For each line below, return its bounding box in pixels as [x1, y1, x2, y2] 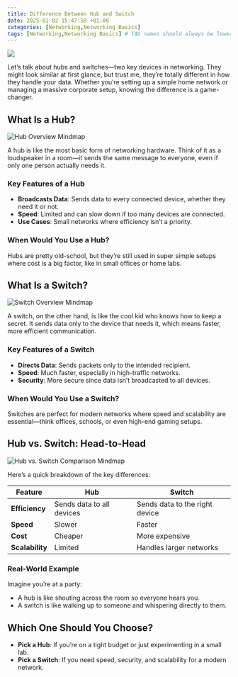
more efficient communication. [7, 327, 97, 335]
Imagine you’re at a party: [7, 580, 83, 588]
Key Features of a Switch [7, 345, 95, 354]
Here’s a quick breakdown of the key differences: [7, 470, 151, 479]
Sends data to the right [136, 499, 212, 509]
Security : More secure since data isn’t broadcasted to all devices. [17, 376, 210, 384]
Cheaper [54, 531, 84, 541]
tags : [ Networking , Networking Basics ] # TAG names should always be [7, 30, 214, 38]
